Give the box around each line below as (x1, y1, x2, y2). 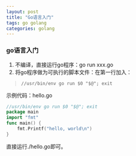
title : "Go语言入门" (6, 14, 54, 20)
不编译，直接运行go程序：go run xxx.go (14, 61, 114, 68)
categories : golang (6, 25, 55, 32)
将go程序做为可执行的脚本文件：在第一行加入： (14, 68, 132, 75)
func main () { (6, 120, 42, 126)
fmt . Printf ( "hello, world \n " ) (17, 126, 93, 132)
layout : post (6, 8, 39, 15)
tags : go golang (6, 20, 47, 26)
